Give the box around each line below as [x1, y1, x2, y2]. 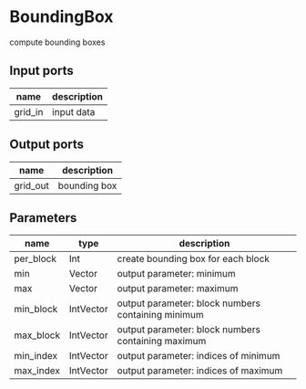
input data [51, 105, 96, 118]
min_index [14, 350, 58, 363]
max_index [14, 364, 61, 377]
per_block [14, 253, 57, 266]
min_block [14, 303, 58, 316]
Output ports [9, 137, 85, 152]
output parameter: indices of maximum [117, 364, 283, 377]
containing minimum [117, 309, 204, 321]
